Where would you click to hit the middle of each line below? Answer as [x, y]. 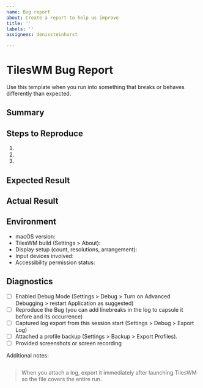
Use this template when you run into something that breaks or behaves [95, 87]
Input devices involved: [44, 256]
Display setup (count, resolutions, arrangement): [76, 249]
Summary [25, 113]
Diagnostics [30, 282]
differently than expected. [39, 94]
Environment [31, 222]
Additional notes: [28, 355]
